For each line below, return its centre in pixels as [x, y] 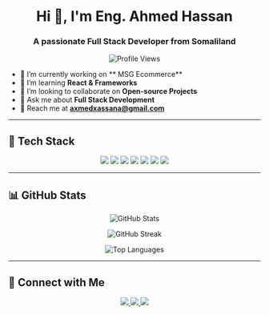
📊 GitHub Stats [47, 195]
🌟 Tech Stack [42, 141]
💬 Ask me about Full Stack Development [87, 100]
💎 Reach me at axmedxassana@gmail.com [92, 108]
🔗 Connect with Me [57, 283]
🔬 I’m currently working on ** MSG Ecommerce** [101, 75]
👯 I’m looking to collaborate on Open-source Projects [108, 91]
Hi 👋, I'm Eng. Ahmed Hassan [134, 16]
